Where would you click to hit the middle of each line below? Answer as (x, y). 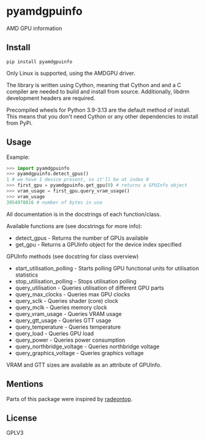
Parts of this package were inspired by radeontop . (69, 399)
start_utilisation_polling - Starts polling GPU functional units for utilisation (107, 268)
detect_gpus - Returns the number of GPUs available (82, 238)
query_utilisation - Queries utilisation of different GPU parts (89, 288)
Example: (18, 157)
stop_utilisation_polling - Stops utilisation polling (76, 281)
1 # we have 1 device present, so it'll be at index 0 (78, 180)
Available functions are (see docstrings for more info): (74, 226)
